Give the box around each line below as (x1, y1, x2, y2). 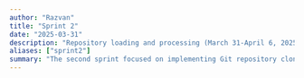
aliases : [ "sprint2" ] (9, 47, 91, 56)
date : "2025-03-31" (9, 30, 83, 39)
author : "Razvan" (9, 13, 75, 22)
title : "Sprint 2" (9, 22, 79, 30)
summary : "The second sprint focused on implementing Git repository (9, 55, 278, 64)
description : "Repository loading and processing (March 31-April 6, (9, 38, 278, 48)
